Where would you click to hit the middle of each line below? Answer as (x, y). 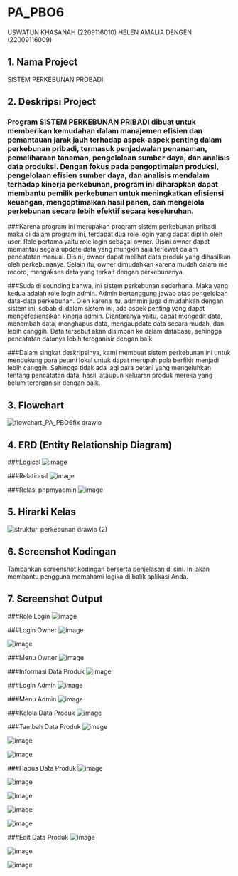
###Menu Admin (32, 699)
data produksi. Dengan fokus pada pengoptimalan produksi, (113, 167)
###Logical (24, 462)
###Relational (28, 476)
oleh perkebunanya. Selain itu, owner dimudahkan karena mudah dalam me (118, 264)
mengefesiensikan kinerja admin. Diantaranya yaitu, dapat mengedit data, (115, 316)
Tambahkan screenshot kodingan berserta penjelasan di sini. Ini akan (109, 569)
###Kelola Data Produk (41, 713)
